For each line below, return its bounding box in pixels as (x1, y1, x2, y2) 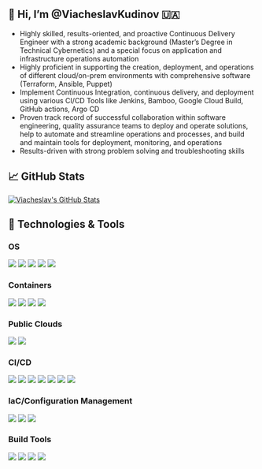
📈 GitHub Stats (8, 170, 85, 184)
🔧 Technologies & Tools (8, 218, 125, 231)
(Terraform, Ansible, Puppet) (19, 79, 113, 88)
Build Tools (8, 434, 52, 445)
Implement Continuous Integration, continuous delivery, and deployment (19, 87, 254, 97)
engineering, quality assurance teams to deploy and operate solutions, (19, 121, 249, 130)
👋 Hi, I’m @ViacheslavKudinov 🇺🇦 (8, 8, 180, 21)
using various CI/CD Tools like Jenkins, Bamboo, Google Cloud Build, (19, 95, 244, 105)
